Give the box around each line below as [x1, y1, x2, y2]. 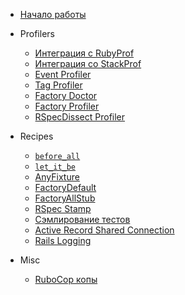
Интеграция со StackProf [34, 58, 142, 69]
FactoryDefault [34, 182, 97, 193]
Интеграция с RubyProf [34, 47, 135, 59]
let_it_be [34, 162, 77, 172]
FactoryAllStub [34, 192, 96, 204]
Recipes [19, 130, 54, 142]
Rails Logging [34, 235, 92, 246]
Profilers [19, 28, 55, 39]
